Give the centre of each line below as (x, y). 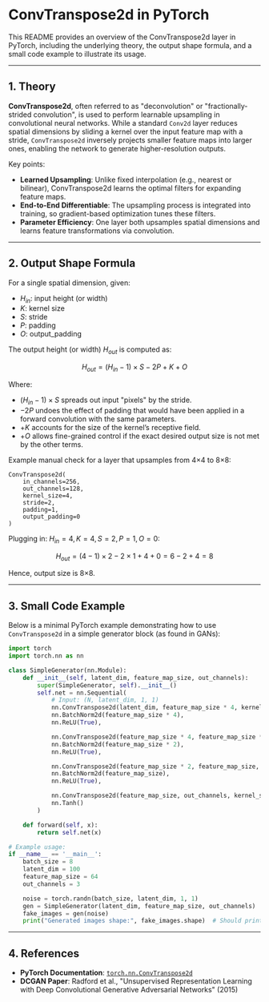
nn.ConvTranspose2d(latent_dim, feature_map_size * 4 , (145, 708)
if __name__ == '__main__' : (55, 855)
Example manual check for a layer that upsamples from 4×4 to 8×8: (120, 460)
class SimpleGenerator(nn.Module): (68, 670)
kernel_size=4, (48, 495)
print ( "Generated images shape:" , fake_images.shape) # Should (132, 921)
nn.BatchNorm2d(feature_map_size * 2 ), (117, 744)
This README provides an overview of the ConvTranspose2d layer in (122, 37)
